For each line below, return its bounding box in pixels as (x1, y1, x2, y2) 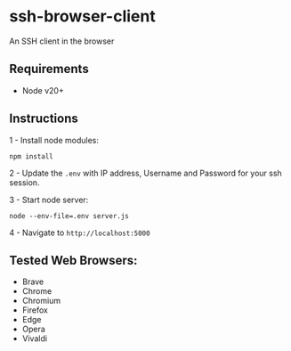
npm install (9, 151, 53, 161)
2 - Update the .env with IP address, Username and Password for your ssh (9, 167, 282, 178)
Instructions (9, 111, 78, 127)
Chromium (21, 296, 61, 306)
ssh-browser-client (9, 6, 156, 27)
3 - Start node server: (9, 194, 89, 205)
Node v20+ (21, 85, 64, 95)
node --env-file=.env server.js (9, 211, 129, 220)
